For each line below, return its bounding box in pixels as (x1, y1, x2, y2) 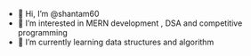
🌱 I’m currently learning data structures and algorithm (17, 36, 215, 47)
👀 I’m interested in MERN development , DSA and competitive (17, 18, 243, 28)
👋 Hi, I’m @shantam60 (17, 9, 100, 19)
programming (17, 28, 69, 37)
